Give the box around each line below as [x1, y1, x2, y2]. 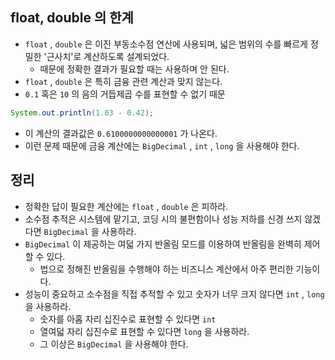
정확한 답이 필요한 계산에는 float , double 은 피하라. [24, 200, 229, 212]
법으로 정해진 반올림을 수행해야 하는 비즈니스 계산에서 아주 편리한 [39, 263, 294, 275]
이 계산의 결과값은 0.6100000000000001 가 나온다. [24, 127, 218, 139]
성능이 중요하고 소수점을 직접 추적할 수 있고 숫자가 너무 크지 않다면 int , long [24, 288, 325, 300]
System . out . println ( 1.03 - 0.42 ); [10, 108, 155, 118]
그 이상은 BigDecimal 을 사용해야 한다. [39, 338, 189, 350]
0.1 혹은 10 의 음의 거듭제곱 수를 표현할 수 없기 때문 [24, 88, 226, 100]
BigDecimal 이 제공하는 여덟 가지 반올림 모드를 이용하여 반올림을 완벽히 [24, 238, 302, 250]
